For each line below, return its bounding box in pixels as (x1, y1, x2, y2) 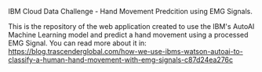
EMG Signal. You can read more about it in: (8, 38, 147, 48)
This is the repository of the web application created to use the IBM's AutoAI (8, 22, 255, 31)
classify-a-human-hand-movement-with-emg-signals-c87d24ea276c (8, 55, 234, 64)
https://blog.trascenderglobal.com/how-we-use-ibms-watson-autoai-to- (8, 47, 243, 56)
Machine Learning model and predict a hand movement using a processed (8, 31, 249, 39)
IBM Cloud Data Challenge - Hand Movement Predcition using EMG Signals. (8, 7, 253, 16)
